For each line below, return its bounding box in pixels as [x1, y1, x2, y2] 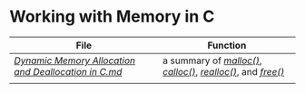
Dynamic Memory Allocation [14, 54, 136, 67]
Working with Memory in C [9, 6, 215, 27]
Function [207, 39, 247, 51]
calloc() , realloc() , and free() [162, 65, 285, 78]
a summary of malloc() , [162, 54, 262, 67]
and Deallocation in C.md [14, 65, 123, 78]
